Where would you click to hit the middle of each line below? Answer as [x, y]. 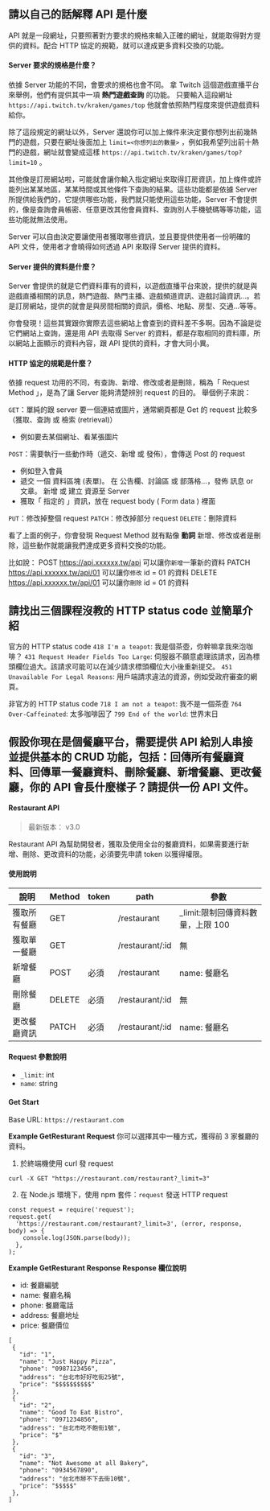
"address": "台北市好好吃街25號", [72, 1377]
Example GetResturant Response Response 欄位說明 [97, 1268]
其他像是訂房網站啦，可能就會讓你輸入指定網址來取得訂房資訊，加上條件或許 [135, 179]
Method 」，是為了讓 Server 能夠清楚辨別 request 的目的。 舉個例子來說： [130, 393]
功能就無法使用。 [43, 220]
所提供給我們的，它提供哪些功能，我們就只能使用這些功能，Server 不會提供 [133, 200]
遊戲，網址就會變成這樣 [61, 152]
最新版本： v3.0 [54, 826]
